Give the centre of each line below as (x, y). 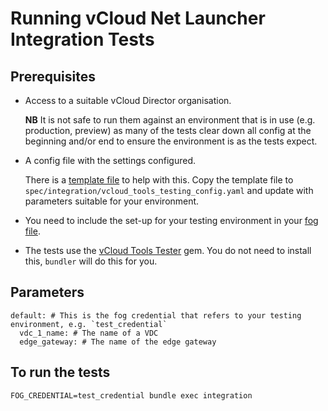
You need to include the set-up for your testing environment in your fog (171, 220)
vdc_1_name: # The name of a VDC (89, 333)
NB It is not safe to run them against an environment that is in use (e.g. (170, 120)
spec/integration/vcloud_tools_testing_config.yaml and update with (169, 190)
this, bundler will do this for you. (91, 261)
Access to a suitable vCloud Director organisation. (128, 100)
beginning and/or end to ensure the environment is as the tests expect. (171, 141)
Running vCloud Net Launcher (138, 18)
